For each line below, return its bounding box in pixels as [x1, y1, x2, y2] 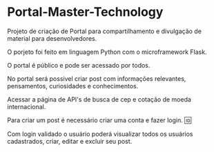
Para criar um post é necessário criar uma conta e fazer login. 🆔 [7, 115, 192, 124]
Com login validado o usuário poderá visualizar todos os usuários [7, 129, 193, 138]
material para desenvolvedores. [7, 34, 97, 42]
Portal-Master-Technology [7, 4, 164, 20]
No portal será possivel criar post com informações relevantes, [7, 74, 186, 83]
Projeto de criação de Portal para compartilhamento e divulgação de [7, 27, 202, 35]
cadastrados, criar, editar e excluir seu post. [7, 137, 133, 145]
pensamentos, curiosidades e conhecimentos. [7, 82, 139, 90]
